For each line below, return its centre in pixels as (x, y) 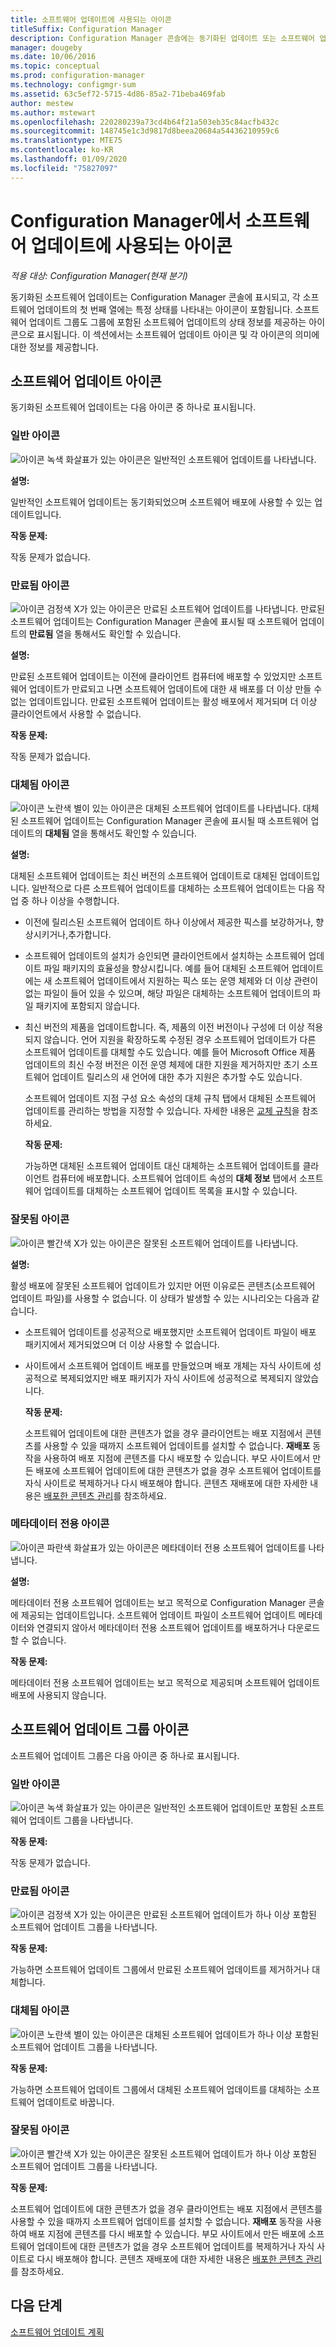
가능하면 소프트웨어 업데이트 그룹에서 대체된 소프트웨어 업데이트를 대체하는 (156, 2089)
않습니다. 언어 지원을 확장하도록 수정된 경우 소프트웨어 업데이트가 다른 (180, 1040)
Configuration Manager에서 (126, 220)
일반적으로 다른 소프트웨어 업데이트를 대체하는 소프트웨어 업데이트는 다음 (173, 888)
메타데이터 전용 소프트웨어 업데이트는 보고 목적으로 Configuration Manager (158, 1602)
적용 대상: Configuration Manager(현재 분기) (99, 275)
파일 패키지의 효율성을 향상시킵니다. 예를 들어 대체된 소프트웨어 (166, 968)
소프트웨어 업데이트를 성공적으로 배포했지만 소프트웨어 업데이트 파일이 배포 (170, 1332)
